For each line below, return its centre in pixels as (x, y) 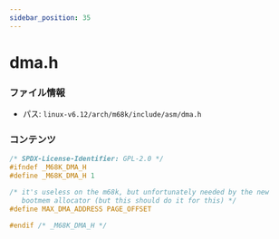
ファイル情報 (38, 92)
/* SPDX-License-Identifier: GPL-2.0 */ (87, 159)
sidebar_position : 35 (50, 18)
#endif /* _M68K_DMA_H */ (58, 225)
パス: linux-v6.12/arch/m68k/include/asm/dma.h (112, 114)
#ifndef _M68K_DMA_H (48, 167)
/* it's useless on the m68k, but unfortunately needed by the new (139, 192)
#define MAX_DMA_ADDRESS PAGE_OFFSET (81, 209)
